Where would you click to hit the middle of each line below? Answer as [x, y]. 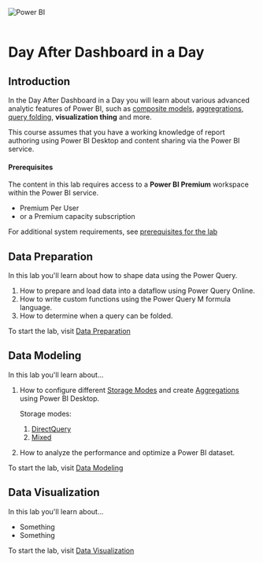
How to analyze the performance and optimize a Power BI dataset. [127, 452]
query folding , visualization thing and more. [80, 117]
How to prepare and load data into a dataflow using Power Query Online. [137, 291]
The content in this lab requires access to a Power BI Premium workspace [129, 184]
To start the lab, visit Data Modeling [66, 468]
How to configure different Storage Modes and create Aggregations [129, 390]
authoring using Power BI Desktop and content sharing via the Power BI [124, 141]
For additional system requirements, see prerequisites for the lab [113, 231]
